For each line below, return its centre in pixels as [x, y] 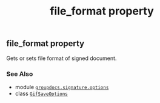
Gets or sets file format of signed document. [62, 58]
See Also [20, 74]
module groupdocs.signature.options [62, 87]
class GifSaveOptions [41, 93]
